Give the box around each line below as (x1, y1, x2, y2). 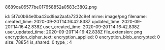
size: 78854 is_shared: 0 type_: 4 (5, 39, 72, 45)
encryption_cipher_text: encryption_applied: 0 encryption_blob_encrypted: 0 (5, 34, 160, 40)
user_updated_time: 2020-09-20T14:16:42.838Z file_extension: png (5, 29, 142, 34)
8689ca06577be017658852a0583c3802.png (5, 4, 97, 10)
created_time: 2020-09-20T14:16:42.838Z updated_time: (5, 19, 121, 24)
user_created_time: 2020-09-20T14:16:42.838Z (43, 24, 140, 30)
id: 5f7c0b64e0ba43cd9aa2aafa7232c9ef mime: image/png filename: (5, 14, 147, 19)
